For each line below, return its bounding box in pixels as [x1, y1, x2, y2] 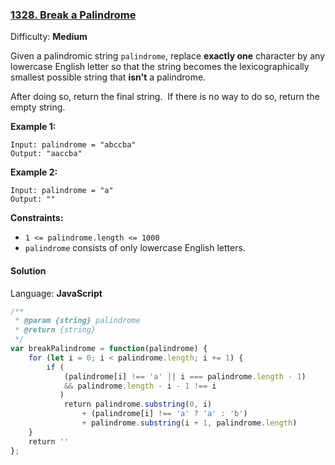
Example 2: [10, 166, 58, 178]
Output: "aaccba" [10, 149, 83, 159]
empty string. [10, 101, 66, 113]
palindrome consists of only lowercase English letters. [24, 242, 246, 254]
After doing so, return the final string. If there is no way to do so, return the [10, 91, 320, 103]
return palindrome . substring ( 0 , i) [63, 399, 213, 410]
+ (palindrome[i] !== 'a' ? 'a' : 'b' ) [81, 409, 248, 419]
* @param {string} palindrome [14, 316, 141, 326]
